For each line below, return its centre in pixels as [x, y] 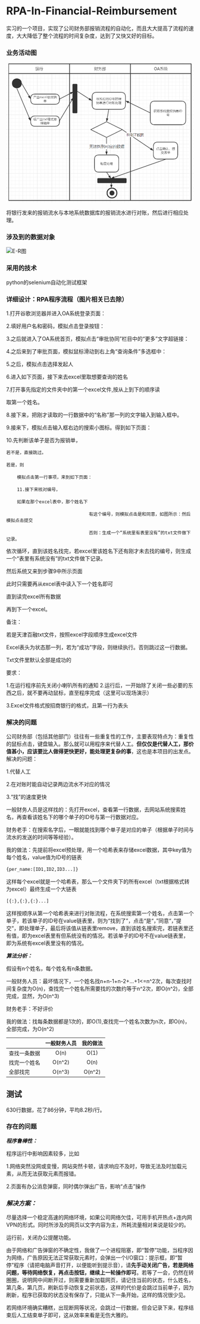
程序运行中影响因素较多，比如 [43, 1153]
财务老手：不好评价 [30, 1009]
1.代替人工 [18, 772]
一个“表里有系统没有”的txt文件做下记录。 [56, 558]
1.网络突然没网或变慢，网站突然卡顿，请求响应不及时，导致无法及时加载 [94, 1166]
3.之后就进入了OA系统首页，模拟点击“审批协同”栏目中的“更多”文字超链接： [98, 338]
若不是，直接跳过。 [26, 452]
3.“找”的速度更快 [26, 797]
